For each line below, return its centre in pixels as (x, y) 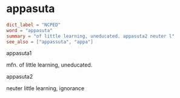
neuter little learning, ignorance (45, 88)
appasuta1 (19, 53)
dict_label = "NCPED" (34, 25)
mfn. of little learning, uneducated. (49, 65)
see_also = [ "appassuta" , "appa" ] (50, 42)
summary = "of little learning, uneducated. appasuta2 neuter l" (90, 36)
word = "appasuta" (29, 30)
